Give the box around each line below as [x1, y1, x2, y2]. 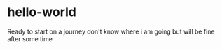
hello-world [7, 4, 77, 20]
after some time [7, 34, 53, 43]
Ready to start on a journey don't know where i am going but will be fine [7, 27, 215, 36]
